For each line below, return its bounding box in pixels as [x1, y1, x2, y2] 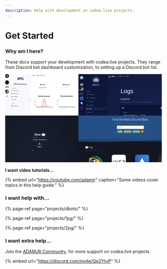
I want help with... [5, 194, 50, 201]
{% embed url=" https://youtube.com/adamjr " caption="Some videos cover [5, 177, 159, 183]
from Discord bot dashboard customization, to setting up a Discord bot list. [5, 65, 158, 70]
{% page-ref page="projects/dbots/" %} [5, 205, 88, 211]
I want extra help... [5, 237, 51, 244]
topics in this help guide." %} [5, 182, 65, 188]
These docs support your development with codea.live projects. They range [5, 59, 161, 65]
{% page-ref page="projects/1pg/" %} [5, 215, 83, 221]
